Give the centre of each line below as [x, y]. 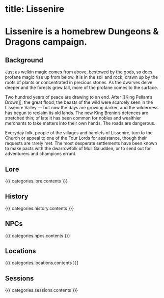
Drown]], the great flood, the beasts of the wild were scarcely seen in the [79, 102]
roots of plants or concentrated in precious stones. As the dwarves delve [79, 83]
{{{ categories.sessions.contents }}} [41, 290]
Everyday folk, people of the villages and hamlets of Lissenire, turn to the [79, 133]
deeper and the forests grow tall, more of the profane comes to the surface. [82, 88]
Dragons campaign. [46, 42]
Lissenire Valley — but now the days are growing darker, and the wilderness [82, 108]
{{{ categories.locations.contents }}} [42, 263]
